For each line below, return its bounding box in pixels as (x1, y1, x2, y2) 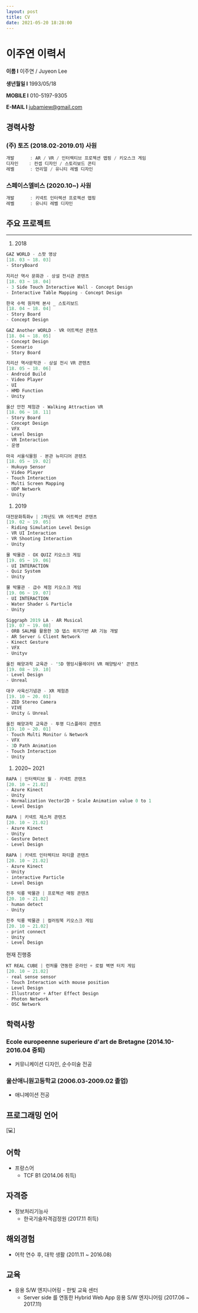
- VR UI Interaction (6, 530, 57, 536)
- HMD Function (6, 388, 44, 393)
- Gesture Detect (6, 836, 49, 842)
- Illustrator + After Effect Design (6, 991, 99, 996)
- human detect (6, 902, 44, 908)
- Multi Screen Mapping (6, 480, 65, 486)
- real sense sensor (6, 974, 57, 980)
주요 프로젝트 (6, 218, 51, 228)
